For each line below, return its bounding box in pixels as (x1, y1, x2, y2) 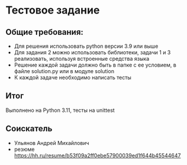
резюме (14, 146, 35, 153)
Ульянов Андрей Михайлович (14, 139, 89, 146)
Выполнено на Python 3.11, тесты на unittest (5, 107, 115, 114)
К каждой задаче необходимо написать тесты (14, 74, 131, 81)
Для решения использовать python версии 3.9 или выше (14, 42, 159, 49)
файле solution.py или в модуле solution (14, 68, 115, 74)
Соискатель (5, 124, 53, 134)
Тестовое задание (5, 4, 100, 17)
